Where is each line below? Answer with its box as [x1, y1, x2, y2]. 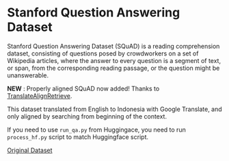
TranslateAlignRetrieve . [7, 91, 72, 100]
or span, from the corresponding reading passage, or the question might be [7, 64, 220, 72]
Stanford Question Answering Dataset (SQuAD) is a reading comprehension [7, 42, 220, 50]
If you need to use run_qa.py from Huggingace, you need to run [7, 125, 186, 134]
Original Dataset [7, 146, 53, 154]
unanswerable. [7, 71, 49, 79]
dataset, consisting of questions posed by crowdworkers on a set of [7, 49, 199, 58]
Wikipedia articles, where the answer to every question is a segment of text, [7, 56, 221, 64]
